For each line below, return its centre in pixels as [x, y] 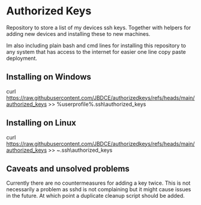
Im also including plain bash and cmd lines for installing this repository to [96, 45]
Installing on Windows [49, 77]
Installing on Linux [41, 123]
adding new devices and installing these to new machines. [78, 33]
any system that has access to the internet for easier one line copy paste [96, 51]
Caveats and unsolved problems [68, 169]
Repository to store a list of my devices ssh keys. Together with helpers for [99, 27]
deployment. [22, 58]
